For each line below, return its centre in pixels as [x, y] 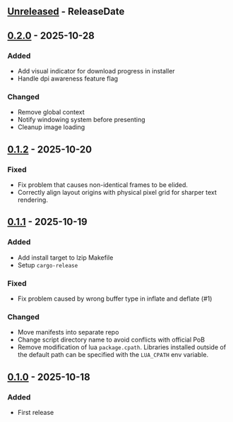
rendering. [32, 200]
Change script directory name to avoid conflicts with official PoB [111, 340]
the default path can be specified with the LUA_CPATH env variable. [113, 355]
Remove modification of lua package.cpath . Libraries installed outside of [122, 347]
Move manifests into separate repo [68, 332]
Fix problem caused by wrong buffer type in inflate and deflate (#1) [115, 299]
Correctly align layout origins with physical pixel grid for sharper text [117, 193]
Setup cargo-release [48, 265]
